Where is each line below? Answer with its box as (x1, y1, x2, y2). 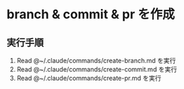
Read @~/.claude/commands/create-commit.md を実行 (16, 65, 177, 74)
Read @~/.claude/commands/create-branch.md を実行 (16, 57, 176, 64)
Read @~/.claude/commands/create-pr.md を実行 (16, 74, 162, 82)
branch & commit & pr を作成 (6, 6, 175, 22)
